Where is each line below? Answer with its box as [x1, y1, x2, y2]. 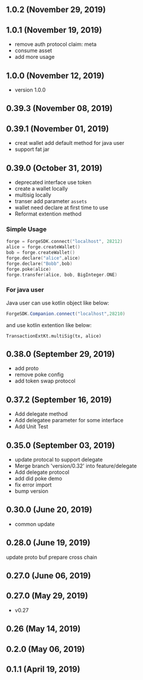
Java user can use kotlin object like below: [6, 299, 109, 306]
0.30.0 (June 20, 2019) [6, 505, 93, 515]
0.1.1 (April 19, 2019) [6, 665, 81, 675]
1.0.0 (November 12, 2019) [6, 71, 105, 81]
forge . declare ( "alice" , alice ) [6, 255, 81, 261]
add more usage [14, 53, 55, 61]
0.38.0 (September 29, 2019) [6, 349, 115, 359]
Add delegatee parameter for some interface [14, 417, 124, 424]
